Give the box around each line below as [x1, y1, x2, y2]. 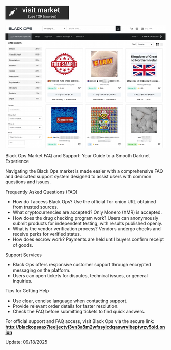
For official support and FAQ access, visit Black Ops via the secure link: [5, 318, 154, 325]
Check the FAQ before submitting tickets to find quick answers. [12, 309, 145, 315]
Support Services [5, 252, 42, 258]
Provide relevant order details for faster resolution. [12, 303, 119, 309]
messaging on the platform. [12, 267, 71, 273]
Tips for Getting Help [5, 288, 49, 294]
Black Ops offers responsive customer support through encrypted [12, 262, 151, 268]
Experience [5, 158, 30, 165]
